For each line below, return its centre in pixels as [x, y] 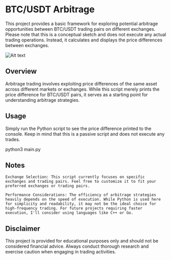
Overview [21, 71]
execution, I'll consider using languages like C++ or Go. [69, 213]
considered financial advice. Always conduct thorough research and [77, 246]
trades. [13, 139]
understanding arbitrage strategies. [43, 100]
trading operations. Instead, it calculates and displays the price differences [84, 40]
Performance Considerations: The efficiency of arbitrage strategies [81, 195]
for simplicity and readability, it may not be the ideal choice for [81, 204]
